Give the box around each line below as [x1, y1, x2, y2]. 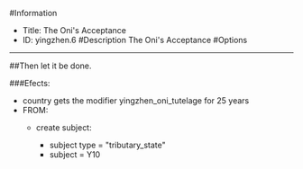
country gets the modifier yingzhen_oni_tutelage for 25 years [22, 95, 250, 106]
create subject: [35, 122, 92, 133]
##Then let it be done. [9, 60, 92, 71]
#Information [9, 8, 58, 18]
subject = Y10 [49, 149, 101, 160]
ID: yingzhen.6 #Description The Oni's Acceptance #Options [22, 35, 248, 45]
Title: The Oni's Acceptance [22, 25, 126, 35]
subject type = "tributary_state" [49, 139, 167, 150]
